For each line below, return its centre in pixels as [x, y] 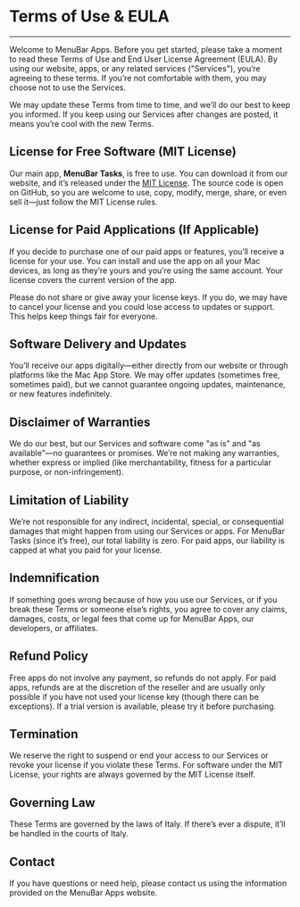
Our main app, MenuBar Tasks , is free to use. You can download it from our [149, 173]
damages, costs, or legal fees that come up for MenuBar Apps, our [132, 619]
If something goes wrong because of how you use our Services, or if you [143, 599]
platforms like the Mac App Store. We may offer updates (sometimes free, [145, 375]
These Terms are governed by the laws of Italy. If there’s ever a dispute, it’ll [147, 824]
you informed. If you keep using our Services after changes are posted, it [144, 114]
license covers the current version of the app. [93, 279]
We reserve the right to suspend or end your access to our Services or [139, 755]
